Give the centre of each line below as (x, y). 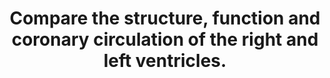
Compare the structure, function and (165, 18)
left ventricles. (165, 61)
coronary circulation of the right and (165, 39)
